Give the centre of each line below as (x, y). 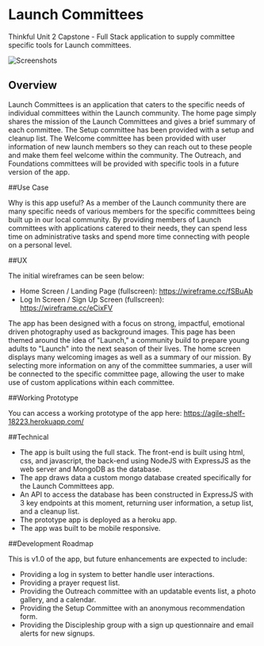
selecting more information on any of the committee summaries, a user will (130, 365)
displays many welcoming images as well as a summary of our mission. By (130, 357)
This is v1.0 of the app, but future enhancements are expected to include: (128, 559)
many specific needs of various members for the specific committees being (132, 211)
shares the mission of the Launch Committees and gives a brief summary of (132, 121)
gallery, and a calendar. (58, 599)
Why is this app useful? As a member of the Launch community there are (127, 202)
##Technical (29, 436)
